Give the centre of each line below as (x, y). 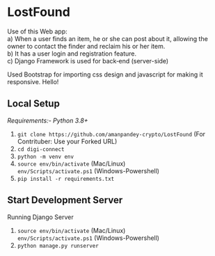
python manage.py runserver (58, 246)
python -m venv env (46, 157)
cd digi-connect (41, 149)
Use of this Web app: (37, 31)
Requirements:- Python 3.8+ (48, 120)
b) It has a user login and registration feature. (72, 54)
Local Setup (34, 104)
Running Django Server (41, 217)
